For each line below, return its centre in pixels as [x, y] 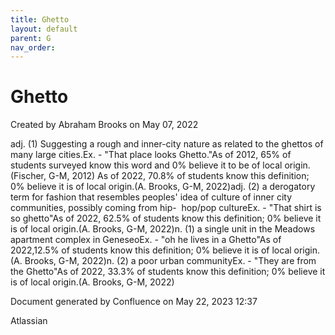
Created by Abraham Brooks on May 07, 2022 [104, 125]
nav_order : [33, 47]
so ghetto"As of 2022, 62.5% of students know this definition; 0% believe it [166, 218]
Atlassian [29, 321]
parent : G [31, 38]
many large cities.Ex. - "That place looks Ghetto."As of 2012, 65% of [151, 155]
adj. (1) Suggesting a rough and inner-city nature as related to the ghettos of [167, 144]
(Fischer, [28, 176]
